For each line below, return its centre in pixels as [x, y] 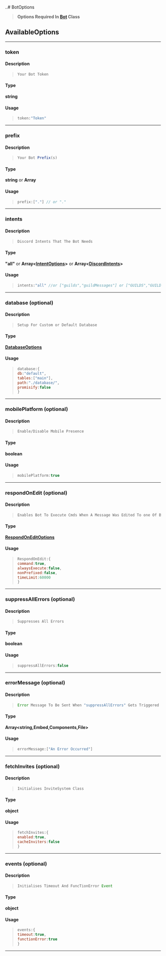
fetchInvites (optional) [33, 766]
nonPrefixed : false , [37, 573]
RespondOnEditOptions [30, 537]
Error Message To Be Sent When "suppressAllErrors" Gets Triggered [88, 705]
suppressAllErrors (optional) [40, 599]
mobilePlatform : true [38, 475]
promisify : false [34, 387]
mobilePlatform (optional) [37, 409]
